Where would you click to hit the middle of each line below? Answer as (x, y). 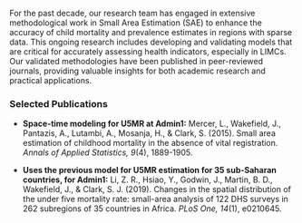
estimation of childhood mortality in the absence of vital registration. (150, 143)
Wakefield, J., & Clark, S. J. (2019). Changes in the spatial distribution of (157, 189)
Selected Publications (59, 103)
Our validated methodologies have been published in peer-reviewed (136, 61)
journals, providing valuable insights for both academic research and (137, 71)
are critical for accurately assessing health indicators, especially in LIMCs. (148, 52)
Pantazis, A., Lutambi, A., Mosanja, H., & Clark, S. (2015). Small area (149, 133)
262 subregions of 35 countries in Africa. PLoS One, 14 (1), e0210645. (152, 208)
